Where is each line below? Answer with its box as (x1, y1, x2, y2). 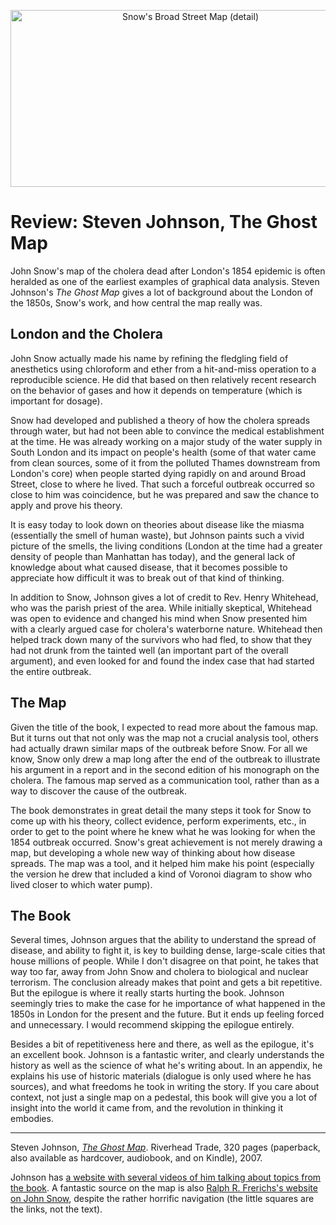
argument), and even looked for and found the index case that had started (10, 655, 315, 667)
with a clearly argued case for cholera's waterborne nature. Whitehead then (10, 623, 323, 635)
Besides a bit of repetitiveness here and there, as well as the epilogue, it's (10, 1038, 315, 1050)
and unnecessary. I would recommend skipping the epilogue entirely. (10, 1019, 295, 1031)
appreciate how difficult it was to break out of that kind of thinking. (10, 571, 285, 584)
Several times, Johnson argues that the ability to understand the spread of (10, 934, 317, 946)
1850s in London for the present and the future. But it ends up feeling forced (10, 1008, 325, 1020)
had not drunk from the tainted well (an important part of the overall (10, 644, 289, 656)
